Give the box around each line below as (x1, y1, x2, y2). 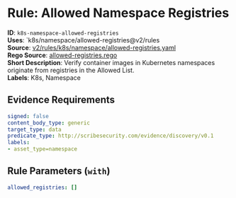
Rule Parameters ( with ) (7, 165, 111, 177)
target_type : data (7, 126, 62, 133)
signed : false (7, 112, 50, 120)
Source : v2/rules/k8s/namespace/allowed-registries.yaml (7, 43, 176, 52)
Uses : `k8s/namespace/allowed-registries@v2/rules (7, 35, 160, 44)
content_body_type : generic (7, 119, 91, 127)
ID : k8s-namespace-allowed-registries (7, 28, 119, 37)
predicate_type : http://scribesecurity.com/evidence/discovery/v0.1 (7, 132, 214, 139)
